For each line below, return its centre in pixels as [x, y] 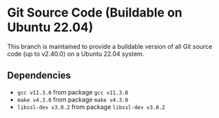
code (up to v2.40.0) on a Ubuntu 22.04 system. [76, 54]
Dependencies [39, 76]
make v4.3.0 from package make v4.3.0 [73, 99]
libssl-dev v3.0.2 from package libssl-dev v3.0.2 [91, 107]
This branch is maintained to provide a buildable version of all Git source [110, 46]
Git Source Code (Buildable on [95, 13]
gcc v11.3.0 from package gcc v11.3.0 [73, 92]
